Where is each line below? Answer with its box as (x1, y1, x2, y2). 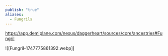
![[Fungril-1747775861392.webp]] (5, 45, 74, 51)
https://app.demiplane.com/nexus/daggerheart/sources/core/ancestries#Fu (5, 30, 163, 36)
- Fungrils (10, 16, 33, 21)
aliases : (5, 12, 24, 17)
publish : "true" (5, 7, 39, 12)
